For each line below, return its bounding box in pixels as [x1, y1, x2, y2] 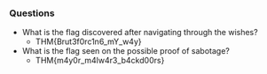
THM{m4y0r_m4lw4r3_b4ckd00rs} [35, 55, 165, 66]
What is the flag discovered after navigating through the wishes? [21, 27, 259, 38]
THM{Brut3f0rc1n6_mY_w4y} [35, 36, 142, 47]
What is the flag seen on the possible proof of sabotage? [21, 46, 231, 56]
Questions [9, 7, 55, 19]
